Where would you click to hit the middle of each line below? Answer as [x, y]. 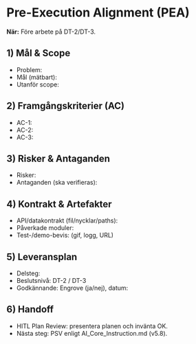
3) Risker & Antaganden [58, 158]
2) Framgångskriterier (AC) [66, 106]
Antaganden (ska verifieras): [57, 183]
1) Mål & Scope [39, 53]
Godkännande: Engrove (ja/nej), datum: [72, 288]
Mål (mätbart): [37, 77]
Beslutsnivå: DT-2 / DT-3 [51, 280]
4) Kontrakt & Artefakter [59, 204]
